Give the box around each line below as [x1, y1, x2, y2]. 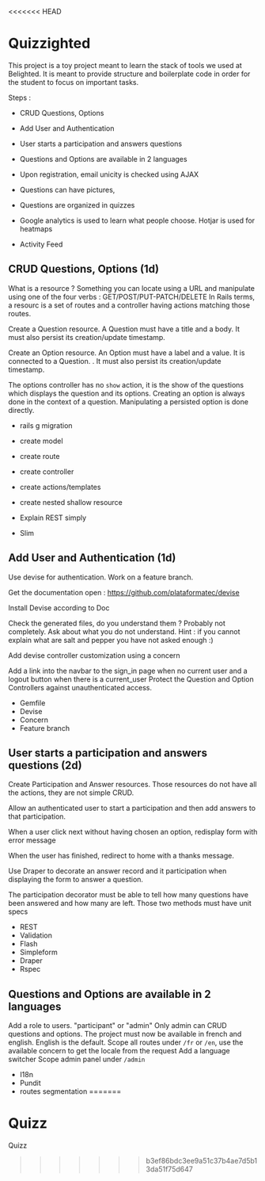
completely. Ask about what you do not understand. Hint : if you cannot [8, 626, 240, 636]
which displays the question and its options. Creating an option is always [8, 388, 245, 398]
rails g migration [19, 420, 73, 430]
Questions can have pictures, [19, 185, 115, 194]
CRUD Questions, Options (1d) [8, 262, 160, 276]
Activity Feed [19, 239, 63, 249]
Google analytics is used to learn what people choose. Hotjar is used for [19, 216, 256, 225]
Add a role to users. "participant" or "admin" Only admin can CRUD [8, 1021, 227, 1030]
